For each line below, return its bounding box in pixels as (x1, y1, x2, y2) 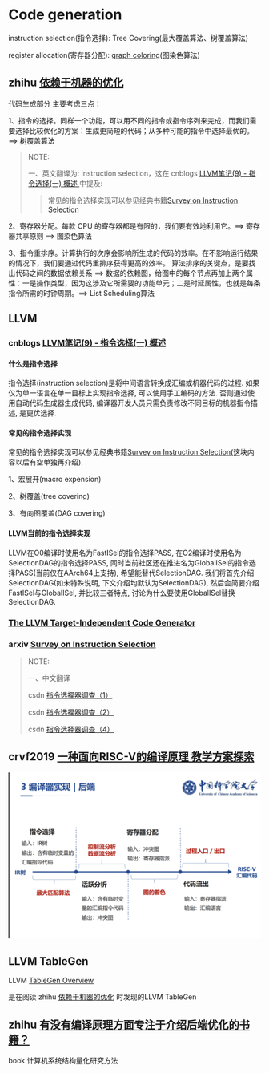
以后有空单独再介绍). (14, 457, 84, 467)
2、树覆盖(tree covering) (8, 492, 90, 501)
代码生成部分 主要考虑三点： (8, 99, 102, 108)
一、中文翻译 (27, 673, 70, 682)
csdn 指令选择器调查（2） (27, 707, 114, 717)
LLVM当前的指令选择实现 (8, 528, 91, 538)
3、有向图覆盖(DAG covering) (8, 508, 106, 518)
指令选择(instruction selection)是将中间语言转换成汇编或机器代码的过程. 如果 (8, 379, 260, 388)
